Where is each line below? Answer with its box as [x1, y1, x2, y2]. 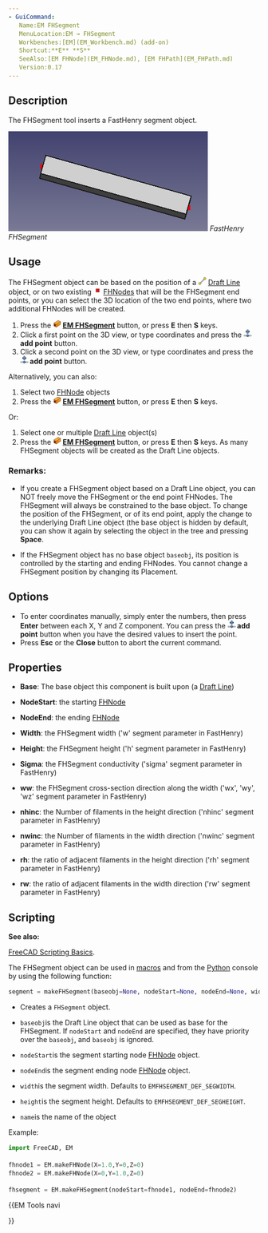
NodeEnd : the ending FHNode [19, 713, 120, 723]
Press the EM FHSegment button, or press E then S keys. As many [19, 437, 249, 446]
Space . [19, 534, 44, 544]
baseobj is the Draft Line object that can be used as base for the [19, 1018, 228, 1028]
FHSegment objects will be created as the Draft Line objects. [19, 446, 219, 455]
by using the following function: [8, 971, 112, 981]
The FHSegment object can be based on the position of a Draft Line [8, 277, 241, 287]
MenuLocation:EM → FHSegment [18, 30, 116, 38]
